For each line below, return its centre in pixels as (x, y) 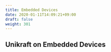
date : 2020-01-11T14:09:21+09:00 (41, 15)
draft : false (19, 19)
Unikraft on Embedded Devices (55, 44)
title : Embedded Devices (32, 10)
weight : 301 (18, 24)
